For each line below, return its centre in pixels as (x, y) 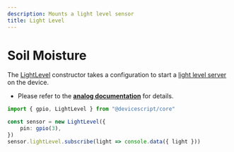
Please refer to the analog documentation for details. (95, 96)
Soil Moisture (47, 55)
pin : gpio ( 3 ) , (41, 129)
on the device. (28, 83)
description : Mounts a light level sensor (71, 14)
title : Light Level (36, 21)
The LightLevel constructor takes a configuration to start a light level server (117, 75)
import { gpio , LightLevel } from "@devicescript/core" (91, 109)
